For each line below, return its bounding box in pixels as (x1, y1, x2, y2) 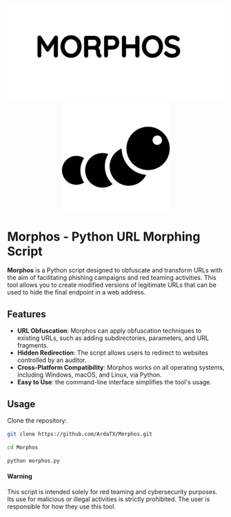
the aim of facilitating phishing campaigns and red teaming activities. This (7, 274, 217, 282)
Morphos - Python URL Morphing (7, 229, 201, 244)
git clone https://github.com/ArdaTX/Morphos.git (7, 431, 153, 438)
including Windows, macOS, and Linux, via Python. (17, 370, 162, 379)
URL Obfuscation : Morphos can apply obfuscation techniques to (17, 327, 202, 335)
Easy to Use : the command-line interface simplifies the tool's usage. (17, 378, 212, 386)
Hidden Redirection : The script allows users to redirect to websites (17, 348, 209, 357)
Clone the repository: (7, 417, 68, 425)
